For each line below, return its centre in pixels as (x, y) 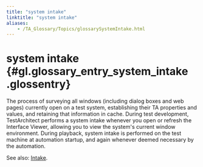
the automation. (26, 146)
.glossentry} (39, 84)
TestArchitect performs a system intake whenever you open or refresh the (99, 120)
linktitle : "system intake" (42, 18)
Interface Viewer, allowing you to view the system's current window (91, 127)
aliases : (17, 23)
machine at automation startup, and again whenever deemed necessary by (100, 140)
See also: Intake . (27, 158)
